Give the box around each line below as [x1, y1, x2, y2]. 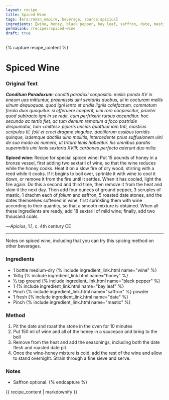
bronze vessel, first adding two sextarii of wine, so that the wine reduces [6, 160, 156, 166]
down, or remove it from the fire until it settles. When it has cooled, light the [6, 176, 161, 182]
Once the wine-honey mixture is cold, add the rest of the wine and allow [13, 350, 162, 356]
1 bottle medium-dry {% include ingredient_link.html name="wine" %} [13, 267, 157, 273]
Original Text [6, 80, 38, 87]
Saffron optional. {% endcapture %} [13, 379, 87, 385]
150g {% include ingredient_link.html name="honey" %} [13, 272, 128, 278]
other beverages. [6, 243, 42, 249]
